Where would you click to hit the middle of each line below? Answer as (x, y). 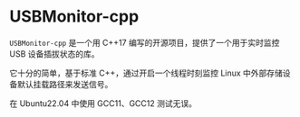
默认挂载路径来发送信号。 (65, 84)
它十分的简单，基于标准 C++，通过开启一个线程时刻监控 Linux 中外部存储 (146, 73)
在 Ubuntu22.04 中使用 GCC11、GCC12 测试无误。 (103, 103)
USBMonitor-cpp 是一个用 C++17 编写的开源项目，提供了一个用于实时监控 (145, 42)
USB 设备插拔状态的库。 (54, 54)
